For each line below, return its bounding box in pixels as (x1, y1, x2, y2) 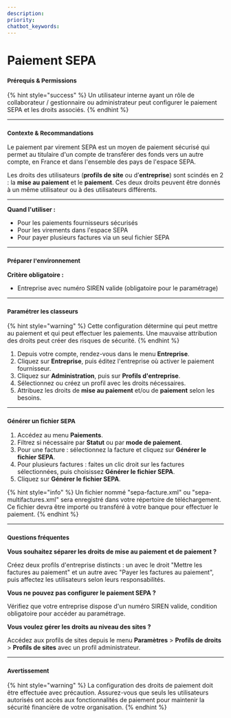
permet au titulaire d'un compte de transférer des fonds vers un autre (7, 151, 204, 159)
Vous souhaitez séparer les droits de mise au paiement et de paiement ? (7, 547, 217, 556)
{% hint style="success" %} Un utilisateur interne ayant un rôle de (7, 91, 195, 99)
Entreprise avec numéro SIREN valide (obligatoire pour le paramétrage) (16, 284, 219, 292)
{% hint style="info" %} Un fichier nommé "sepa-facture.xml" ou (7, 488, 191, 497)
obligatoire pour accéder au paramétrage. (7, 609, 126, 618)
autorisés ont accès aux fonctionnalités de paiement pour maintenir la (7, 695, 205, 704)
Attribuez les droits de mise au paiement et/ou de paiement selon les (16, 386, 215, 394)
